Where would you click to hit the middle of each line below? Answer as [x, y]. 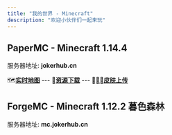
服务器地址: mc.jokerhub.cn [48, 125]
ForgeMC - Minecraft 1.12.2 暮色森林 [86, 106]
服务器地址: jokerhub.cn [42, 66]
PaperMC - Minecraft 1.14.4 [67, 48]
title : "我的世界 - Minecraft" [50, 13]
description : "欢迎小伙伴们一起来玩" [57, 20]
